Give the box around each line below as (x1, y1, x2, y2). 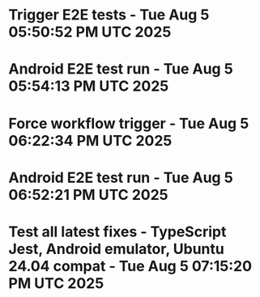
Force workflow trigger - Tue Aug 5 (8, 114, 249, 133)
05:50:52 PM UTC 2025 (8, 23, 172, 41)
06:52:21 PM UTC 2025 (8, 185, 168, 204)
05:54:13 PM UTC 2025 (8, 77, 169, 95)
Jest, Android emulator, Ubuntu (8, 240, 224, 258)
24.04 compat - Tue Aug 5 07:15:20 (8, 257, 253, 275)
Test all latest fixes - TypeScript (8, 223, 227, 240)
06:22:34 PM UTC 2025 (8, 131, 173, 150)
